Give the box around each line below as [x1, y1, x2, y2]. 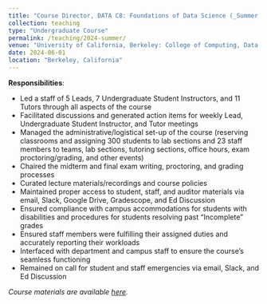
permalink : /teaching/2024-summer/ [8, 34, 127, 42]
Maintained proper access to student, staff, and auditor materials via [19, 187, 245, 196]
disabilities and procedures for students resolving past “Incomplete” [19, 212, 244, 222]
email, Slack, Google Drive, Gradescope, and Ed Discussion [19, 195, 216, 204]
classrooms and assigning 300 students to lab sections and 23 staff [19, 136, 243, 145]
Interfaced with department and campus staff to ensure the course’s [19, 246, 245, 255]
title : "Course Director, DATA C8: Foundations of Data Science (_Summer [8, 11, 259, 20]
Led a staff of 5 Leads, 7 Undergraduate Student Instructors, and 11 [19, 93, 241, 103]
